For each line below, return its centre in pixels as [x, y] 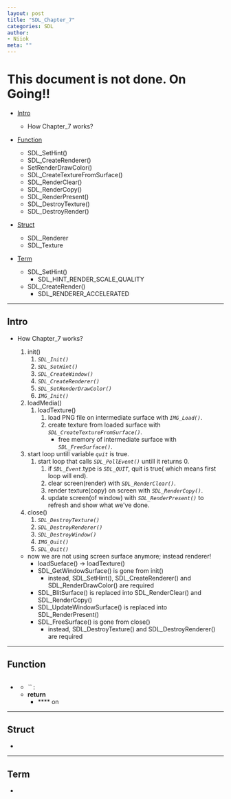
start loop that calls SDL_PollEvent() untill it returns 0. [113, 461]
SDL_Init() [53, 359]
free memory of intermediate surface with [117, 439]
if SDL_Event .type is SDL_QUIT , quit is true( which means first [132, 469]
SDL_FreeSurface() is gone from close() [94, 622]
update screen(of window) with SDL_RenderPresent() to [126, 497]
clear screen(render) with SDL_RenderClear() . [112, 483]
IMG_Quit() [53, 542]
